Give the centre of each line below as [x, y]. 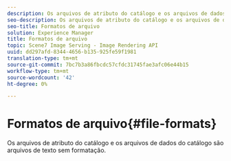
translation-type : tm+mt [43, 58]
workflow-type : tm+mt [38, 71]
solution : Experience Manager [51, 33]
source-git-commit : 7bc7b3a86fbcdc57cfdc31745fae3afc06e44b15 [98, 65]
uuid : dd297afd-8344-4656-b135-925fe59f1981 [72, 52]
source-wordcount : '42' [41, 77]
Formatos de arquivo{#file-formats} [112, 124]
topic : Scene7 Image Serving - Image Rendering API [82, 45]
